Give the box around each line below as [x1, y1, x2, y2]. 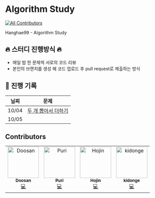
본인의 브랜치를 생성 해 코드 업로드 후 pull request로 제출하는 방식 [12, 66, 141, 72]
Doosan [15, 178, 31, 184]
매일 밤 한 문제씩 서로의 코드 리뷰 [12, 59, 76, 65]
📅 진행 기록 [5, 82, 37, 90]
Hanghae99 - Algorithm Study [5, 29, 67, 35]
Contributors [5, 132, 46, 141]
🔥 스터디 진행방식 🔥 [5, 45, 62, 54]
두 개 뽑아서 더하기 [27, 107, 68, 114]
